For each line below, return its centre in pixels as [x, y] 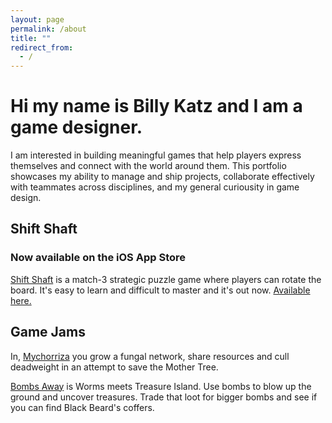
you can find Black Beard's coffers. [82, 407]
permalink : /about [48, 29]
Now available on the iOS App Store [98, 258]
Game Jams [48, 332]
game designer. [76, 127]
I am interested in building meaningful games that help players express [156, 155]
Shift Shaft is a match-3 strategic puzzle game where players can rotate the [166, 279]
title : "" [31, 38]
